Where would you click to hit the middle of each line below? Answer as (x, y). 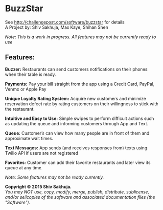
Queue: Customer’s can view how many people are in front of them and (77, 133)
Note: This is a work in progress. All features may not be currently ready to (81, 37)
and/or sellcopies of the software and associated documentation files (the (80, 197)
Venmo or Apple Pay (26, 89)
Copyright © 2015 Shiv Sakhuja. (38, 187)
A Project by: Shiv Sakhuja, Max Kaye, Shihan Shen (57, 27)
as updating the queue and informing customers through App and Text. (77, 123)
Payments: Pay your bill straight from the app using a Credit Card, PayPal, (80, 84)
